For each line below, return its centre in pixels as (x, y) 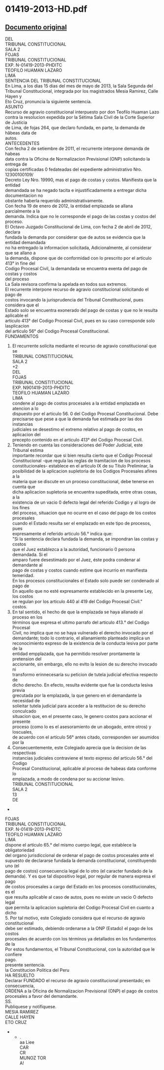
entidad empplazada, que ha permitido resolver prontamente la (76, 654)
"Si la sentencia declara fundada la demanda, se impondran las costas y (85, 539)
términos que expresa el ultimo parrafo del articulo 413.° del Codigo (81, 622)
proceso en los (27, 617)
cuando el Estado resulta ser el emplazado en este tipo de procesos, (82, 523)
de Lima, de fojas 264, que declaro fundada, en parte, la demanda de (75, 128)
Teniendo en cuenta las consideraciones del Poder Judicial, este (78, 445)
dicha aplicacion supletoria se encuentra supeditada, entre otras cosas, (84, 492)
